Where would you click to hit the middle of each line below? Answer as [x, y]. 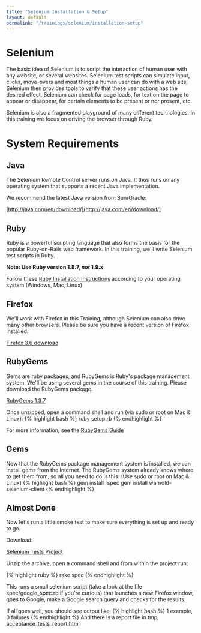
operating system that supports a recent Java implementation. [83, 186]
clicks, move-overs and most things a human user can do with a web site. [97, 82]
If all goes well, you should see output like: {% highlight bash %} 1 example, [100, 611]
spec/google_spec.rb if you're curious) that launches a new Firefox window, [100, 593]
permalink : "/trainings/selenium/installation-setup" [75, 23]
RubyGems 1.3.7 [26, 400]
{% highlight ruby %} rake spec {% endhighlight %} [70, 575]
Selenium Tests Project [34, 552]
